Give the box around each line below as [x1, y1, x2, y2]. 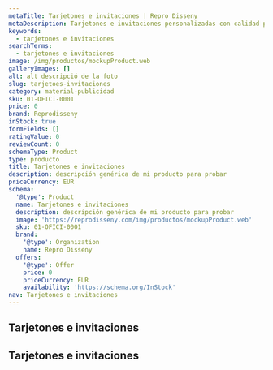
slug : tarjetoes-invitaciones [8, 80, 111, 88]
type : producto [8, 155, 60, 163]
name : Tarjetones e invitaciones [15, 200, 129, 209]
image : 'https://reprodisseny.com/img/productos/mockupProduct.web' [15, 216, 253, 224]
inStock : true [8, 118, 57, 126]
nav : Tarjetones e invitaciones [8, 291, 118, 299]
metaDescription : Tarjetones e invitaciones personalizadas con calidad [8, 19, 260, 28]
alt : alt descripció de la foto [8, 72, 118, 80]
